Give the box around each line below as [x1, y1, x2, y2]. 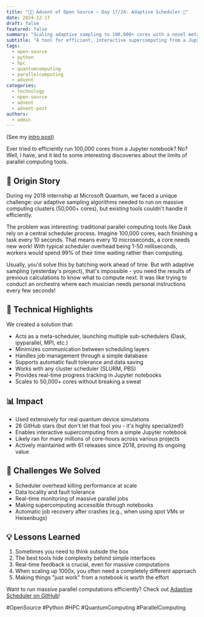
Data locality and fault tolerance [15, 488, 95, 496]
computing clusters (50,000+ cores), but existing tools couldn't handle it [6, 205, 188, 212]
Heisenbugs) [15, 514, 47, 521]
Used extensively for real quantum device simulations [15, 415, 150, 423]
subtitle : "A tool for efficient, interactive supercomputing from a [6, 37, 186, 43]
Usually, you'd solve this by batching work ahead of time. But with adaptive [6, 261, 194, 268]
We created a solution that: [6, 321, 74, 328]
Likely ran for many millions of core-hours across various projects [15, 435, 180, 442]
